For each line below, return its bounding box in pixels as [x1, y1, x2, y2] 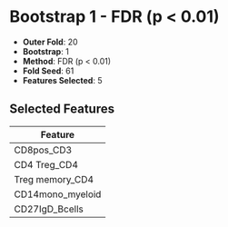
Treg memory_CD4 [14, 173, 94, 185]
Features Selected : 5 [22, 74, 103, 85]
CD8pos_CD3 [14, 143, 73, 156]
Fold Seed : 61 [22, 65, 74, 76]
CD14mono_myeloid [14, 188, 102, 201]
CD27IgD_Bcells [14, 202, 84, 215]
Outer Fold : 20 [22, 36, 79, 47]
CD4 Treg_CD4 [14, 158, 79, 171]
